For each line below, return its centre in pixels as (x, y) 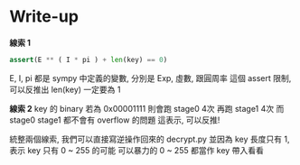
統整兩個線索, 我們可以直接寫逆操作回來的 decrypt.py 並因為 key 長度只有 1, (150, 139)
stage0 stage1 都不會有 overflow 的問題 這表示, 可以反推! (115, 120)
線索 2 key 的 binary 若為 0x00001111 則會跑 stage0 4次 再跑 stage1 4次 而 (147, 108)
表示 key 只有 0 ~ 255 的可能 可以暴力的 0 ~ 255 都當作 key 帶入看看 (136, 150)
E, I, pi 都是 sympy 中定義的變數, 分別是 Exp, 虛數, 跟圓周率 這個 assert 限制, (150, 78)
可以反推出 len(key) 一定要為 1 (65, 89)
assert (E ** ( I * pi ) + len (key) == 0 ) (89, 60)
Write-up (44, 17)
